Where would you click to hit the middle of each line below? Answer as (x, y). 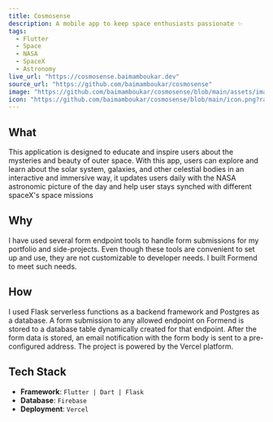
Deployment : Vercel (54, 409)
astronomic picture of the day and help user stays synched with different (130, 187)
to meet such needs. (43, 266)
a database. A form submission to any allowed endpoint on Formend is (126, 320)
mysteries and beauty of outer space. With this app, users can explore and (133, 160)
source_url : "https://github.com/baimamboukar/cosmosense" (110, 84)
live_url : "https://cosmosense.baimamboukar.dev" (94, 77)
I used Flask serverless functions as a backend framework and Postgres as (134, 311)
